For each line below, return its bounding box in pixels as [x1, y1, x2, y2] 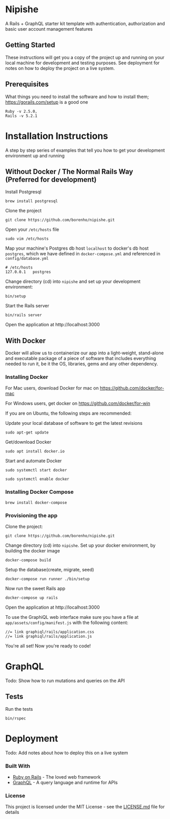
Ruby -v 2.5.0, [5, 109, 38, 114]
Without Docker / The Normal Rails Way [5, 167, 133, 176]
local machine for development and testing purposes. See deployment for [5, 60, 160, 66]
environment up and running [5, 152, 65, 159]
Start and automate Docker [5, 458, 62, 464]
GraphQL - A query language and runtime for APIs [12, 780, 118, 785]
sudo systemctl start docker [5, 468, 67, 473]
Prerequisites [5, 80, 49, 89]
